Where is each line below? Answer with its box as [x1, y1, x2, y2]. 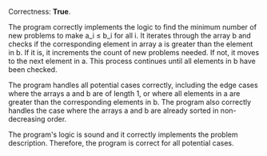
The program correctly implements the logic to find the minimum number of [8, 22, 257, 31]
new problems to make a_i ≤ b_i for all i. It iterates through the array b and [8, 31, 252, 40]
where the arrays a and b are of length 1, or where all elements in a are [8, 89, 241, 98]
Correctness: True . [8, 7, 71, 16]
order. [46, 114, 67, 123]
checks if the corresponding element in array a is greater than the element [8, 39, 253, 49]
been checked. [8, 65, 58, 74]
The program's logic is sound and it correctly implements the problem [8, 130, 238, 139]
